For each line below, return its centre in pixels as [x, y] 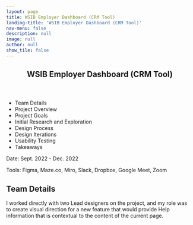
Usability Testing [35, 141]
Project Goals [31, 116]
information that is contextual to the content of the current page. [85, 216]
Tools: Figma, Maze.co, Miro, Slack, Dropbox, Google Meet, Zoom [87, 170]
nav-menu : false [26, 28]
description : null [29, 34]
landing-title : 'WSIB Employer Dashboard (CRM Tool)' [74, 23]
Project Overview [36, 109]
